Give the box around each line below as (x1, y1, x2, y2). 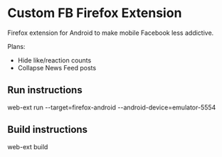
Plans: (7, 42, 26, 50)
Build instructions (7, 124, 88, 136)
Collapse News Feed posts (17, 63, 97, 72)
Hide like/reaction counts (17, 55, 92, 65)
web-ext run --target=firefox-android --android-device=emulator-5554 (7, 103, 216, 112)
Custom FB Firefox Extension (7, 5, 182, 21)
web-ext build (7, 142, 48, 151)
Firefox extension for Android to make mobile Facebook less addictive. (7, 28, 214, 37)
